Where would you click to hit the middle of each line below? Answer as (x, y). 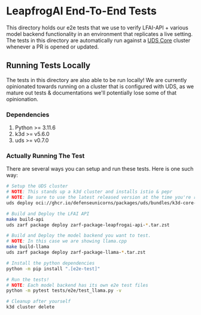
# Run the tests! (28, 280)
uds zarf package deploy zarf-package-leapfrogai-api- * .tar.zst (88, 225)
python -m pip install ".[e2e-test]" (53, 269)
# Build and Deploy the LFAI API (48, 214)
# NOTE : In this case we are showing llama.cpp (67, 241)
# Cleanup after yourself (38, 302)
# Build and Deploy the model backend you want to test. (79, 236)
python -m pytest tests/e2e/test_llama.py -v (64, 291)
